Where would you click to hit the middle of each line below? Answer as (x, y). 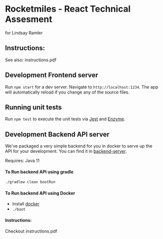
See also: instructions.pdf (31, 60)
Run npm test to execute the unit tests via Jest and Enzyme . (65, 119)
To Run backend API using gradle (39, 172)
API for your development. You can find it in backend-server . (66, 151)
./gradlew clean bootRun (30, 182)
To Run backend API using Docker (40, 193)
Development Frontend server (52, 75)
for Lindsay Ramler (24, 33)
